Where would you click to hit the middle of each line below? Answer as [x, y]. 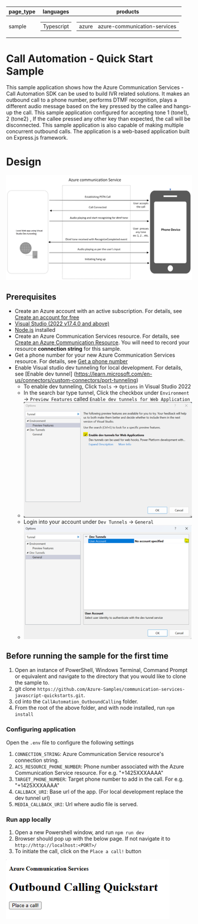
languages [56, 11]
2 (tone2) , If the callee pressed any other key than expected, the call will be [98, 119]
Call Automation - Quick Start [80, 58]
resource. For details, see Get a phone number [71, 361]
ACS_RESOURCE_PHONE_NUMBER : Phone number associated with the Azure [99, 766]
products [128, 11]
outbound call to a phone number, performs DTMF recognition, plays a [92, 100]
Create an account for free [47, 318]
